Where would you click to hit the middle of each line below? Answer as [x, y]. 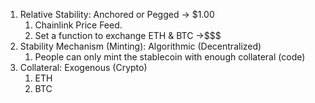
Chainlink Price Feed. [78, 25]
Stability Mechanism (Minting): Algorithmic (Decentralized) [140, 46]
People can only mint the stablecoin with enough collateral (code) [170, 57]
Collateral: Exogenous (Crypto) [83, 67]
